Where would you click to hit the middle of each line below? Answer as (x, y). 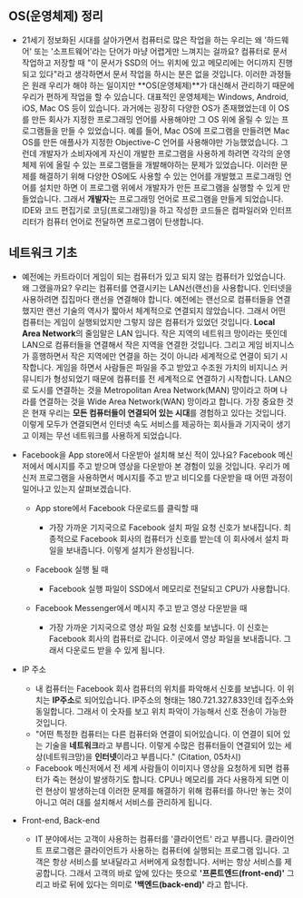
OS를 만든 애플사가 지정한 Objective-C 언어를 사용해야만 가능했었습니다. (150, 142)
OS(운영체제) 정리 (56, 16)
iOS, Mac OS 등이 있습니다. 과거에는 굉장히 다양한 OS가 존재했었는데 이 (149, 108)
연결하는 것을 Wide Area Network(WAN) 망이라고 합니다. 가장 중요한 (161, 401)
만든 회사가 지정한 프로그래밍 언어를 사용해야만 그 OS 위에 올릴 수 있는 (156, 119)
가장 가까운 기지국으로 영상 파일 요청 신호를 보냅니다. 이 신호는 (159, 627)
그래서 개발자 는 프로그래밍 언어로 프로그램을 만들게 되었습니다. (173, 199)
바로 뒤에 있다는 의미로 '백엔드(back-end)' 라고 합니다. (150, 884)
